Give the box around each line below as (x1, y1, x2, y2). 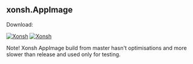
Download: (6, 21, 33, 28)
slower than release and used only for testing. (6, 51, 121, 58)
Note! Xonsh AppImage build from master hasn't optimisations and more (6, 44, 187, 51)
